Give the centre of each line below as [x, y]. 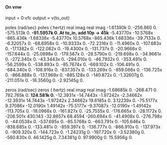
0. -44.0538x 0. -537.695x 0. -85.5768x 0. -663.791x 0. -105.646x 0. [76, 122]
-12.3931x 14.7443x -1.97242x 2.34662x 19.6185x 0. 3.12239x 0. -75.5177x [82, 101]
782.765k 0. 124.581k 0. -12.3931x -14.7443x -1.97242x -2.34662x [74, 95]
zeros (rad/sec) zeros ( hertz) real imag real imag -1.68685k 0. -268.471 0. [82, 90]
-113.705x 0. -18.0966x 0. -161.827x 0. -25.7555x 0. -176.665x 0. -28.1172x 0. [84, 111]
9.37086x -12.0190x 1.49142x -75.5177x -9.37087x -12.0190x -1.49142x [78, 106]
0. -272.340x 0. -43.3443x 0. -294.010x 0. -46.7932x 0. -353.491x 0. [76, 59]
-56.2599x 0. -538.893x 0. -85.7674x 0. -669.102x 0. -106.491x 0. [73, 65]
